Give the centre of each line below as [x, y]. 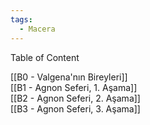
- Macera [37, 29]
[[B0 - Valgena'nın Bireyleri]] [69, 77]
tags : [21, 19]
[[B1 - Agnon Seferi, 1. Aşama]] [74, 87]
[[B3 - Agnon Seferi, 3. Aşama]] [75, 108]
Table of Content [45, 57]
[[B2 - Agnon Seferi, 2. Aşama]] [75, 98]
